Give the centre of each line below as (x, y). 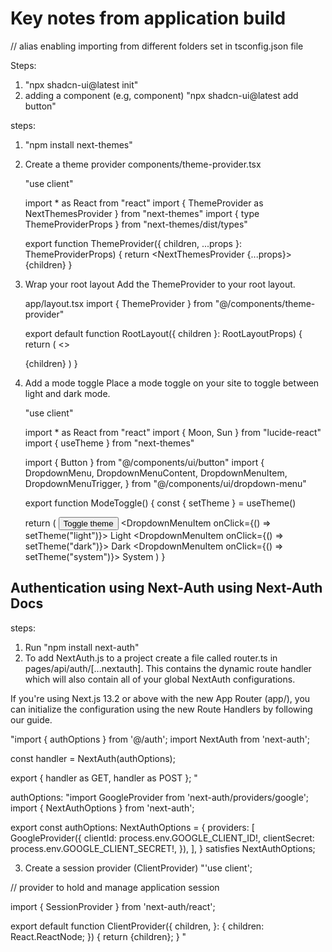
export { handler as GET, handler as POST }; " (104, 778)
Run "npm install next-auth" (82, 647)
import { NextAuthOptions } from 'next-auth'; (102, 808)
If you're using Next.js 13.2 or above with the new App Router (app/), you (160, 698)
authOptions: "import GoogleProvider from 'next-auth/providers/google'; (160, 797)
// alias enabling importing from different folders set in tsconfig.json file (157, 46)
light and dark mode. (67, 393)
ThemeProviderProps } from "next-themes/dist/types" (136, 224)
